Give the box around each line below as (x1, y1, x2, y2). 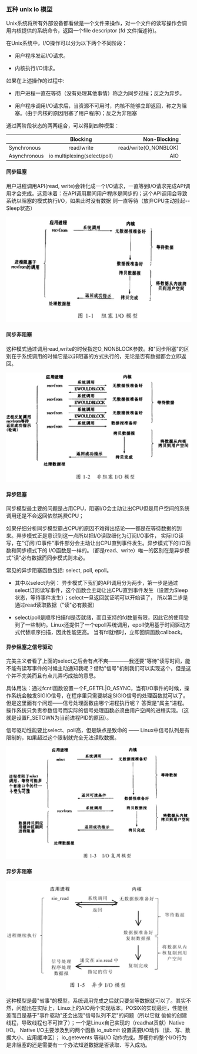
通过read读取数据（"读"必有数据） (14, 601, 98, 608)
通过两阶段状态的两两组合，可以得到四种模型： (6, 122, 119, 129)
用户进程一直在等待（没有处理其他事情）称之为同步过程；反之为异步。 (14, 90, 185, 97)
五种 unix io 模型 (6, 5, 53, 13)
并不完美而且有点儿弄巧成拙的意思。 (11, 672, 99, 679)
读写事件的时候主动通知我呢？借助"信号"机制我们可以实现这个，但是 (21, 665, 186, 672)
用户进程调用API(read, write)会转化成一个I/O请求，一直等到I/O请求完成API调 (6, 183, 191, 189)
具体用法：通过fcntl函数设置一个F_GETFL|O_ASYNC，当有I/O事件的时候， (6, 685, 185, 692)
